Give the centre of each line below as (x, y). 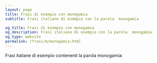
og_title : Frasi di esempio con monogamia (50, 28)
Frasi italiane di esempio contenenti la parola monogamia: (64, 55)
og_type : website (23, 37)
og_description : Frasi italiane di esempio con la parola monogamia (79, 32)
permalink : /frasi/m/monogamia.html (43, 42)
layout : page (19, 10)
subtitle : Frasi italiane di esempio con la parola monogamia (72, 19)
